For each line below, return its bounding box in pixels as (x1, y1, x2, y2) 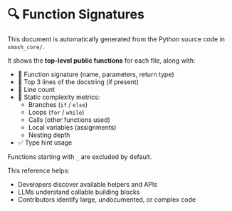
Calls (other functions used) (28, 115, 110, 124)
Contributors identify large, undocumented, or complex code (17, 195, 196, 204)
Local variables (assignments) (28, 123, 117, 131)
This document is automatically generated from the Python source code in (7, 34, 226, 43)
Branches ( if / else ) (28, 100, 88, 108)
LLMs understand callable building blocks (17, 187, 140, 196)
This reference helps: (7, 166, 70, 175)
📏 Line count (17, 85, 56, 93)
